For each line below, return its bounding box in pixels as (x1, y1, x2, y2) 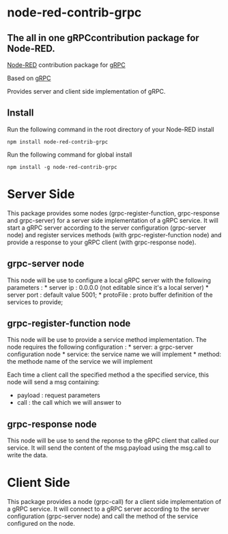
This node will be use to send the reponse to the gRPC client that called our (7, 436, 220, 445)
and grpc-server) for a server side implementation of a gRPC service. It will (7, 216, 218, 224)
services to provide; (7, 297, 63, 306)
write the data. (7, 451, 48, 459)
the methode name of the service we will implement (7, 358, 153, 366)
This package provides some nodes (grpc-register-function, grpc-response (7, 209, 220, 217)
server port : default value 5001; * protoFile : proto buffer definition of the (7, 291, 213, 299)
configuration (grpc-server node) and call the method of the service (7, 512, 199, 520)
